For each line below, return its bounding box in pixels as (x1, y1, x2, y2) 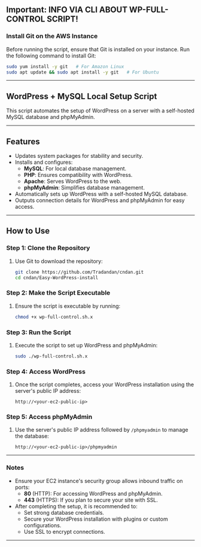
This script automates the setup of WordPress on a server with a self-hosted (6, 107, 194, 114)
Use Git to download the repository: (14, 257, 103, 265)
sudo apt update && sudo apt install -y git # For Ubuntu (6, 69, 160, 75)
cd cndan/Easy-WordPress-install (14, 274, 99, 280)
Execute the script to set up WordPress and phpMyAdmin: (14, 341, 158, 349)
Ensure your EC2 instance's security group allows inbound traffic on (14, 477, 184, 484)
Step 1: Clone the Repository (6, 244, 90, 252)
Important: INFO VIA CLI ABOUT (6, 5, 127, 15)
